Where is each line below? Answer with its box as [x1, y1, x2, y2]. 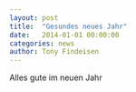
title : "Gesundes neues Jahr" [9, 22, 128, 31]
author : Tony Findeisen [9, 47, 100, 56]
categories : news [9, 38, 75, 48]
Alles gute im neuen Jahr [9, 72, 102, 83]
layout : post [9, 13, 59, 23]
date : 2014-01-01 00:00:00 [9, 30, 120, 39]
